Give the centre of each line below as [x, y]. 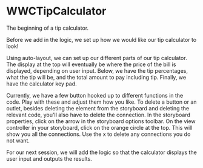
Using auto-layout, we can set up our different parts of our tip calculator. [97, 58]
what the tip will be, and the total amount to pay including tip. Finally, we [96, 77]
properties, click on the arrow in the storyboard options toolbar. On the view [101, 121]
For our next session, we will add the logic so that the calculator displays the [101, 152]
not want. [18, 140]
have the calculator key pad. [42, 84]
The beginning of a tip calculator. [48, 28]
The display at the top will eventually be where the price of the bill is [91, 64]
